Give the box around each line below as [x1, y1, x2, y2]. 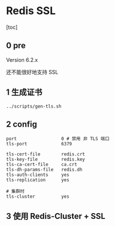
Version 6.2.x [6, 56, 38, 63]
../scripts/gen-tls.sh [6, 103, 62, 109]
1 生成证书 [6, 87, 43, 98]
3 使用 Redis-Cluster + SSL [6, 211, 106, 221]
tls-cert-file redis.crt [6, 151, 85, 157]
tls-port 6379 [6, 141, 72, 147]
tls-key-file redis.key [6, 157, 85, 162]
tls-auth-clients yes [6, 172, 69, 178]
